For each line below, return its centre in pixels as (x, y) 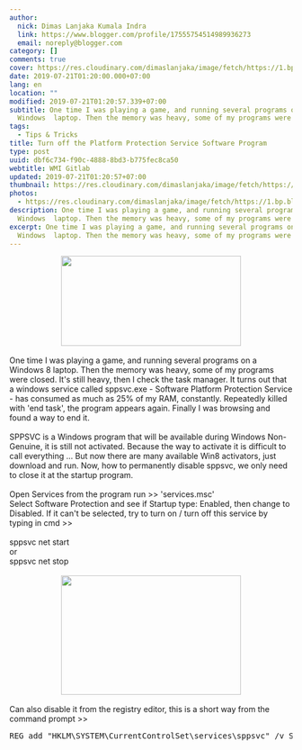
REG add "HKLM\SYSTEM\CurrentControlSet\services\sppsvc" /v (147, 736)
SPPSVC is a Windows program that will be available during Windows (138, 437)
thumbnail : (30, 185)
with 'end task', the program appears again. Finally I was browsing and (140, 408)
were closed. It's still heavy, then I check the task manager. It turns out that (148, 380)
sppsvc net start (40, 542)
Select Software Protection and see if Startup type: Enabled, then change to (150, 504)
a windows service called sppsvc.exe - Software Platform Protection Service (151, 389)
